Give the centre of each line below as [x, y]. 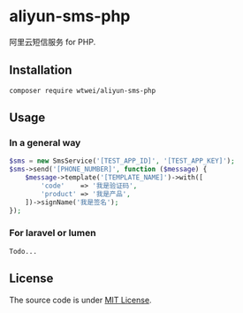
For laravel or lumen [53, 233]
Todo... [23, 251]
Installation [41, 70]
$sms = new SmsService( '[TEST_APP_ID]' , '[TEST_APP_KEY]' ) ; [122, 161]
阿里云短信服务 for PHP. [53, 42]
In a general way [45, 143]
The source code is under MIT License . [80, 300]
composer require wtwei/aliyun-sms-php [83, 90]
